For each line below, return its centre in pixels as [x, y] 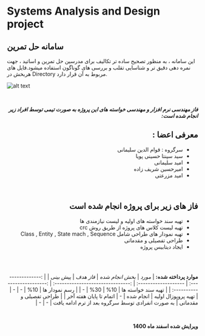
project [25, 24]
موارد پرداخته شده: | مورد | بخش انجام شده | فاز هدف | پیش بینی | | [121, 276]
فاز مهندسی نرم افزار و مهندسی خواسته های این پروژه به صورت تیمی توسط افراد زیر [103, 109]
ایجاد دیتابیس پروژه [161, 247]
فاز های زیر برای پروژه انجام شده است [134, 206]
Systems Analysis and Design [83, 11]
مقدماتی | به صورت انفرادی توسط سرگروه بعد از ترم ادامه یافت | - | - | [117, 303]
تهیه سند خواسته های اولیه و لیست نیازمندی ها [131, 221]
